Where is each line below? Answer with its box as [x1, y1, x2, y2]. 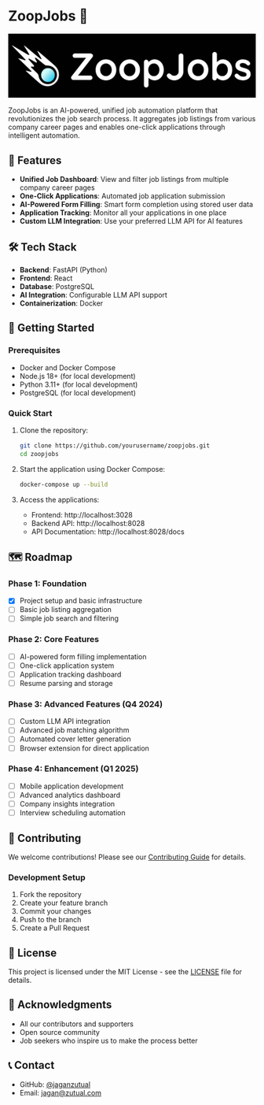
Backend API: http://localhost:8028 [31, 518, 145, 528]
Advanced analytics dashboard [19, 790, 121, 799]
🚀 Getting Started [8, 321, 95, 335]
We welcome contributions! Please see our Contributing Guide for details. [8, 852, 246, 862]
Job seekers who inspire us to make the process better [19, 1036, 198, 1045]
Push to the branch [19, 915, 82, 925]
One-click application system [19, 661, 115, 670]
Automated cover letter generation [19, 734, 131, 743]
